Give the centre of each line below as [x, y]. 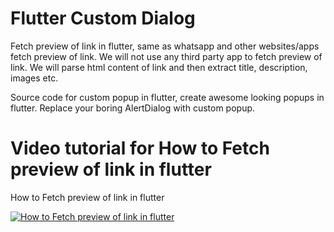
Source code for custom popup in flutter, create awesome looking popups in [167, 97]
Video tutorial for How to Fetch [140, 148]
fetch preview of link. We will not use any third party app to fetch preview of [166, 56]
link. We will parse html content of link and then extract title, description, [159, 67]
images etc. [34, 78]
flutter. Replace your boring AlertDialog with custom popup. [133, 108]
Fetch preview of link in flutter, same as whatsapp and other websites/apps [165, 46]
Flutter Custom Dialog [103, 18]
